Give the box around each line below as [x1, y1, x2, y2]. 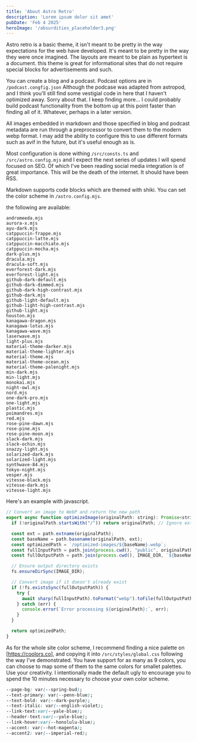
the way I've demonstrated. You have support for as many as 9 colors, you [6, 656, 186, 663]
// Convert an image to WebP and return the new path [6, 509, 141, 515]
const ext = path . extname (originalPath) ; [11, 531, 114, 537]
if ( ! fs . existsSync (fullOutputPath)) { [11, 585, 109, 591]
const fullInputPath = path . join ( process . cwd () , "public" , [11, 547, 159, 553]
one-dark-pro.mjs [6, 395, 49, 401]
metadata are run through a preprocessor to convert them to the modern [6, 126, 182, 133]
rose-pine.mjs [6, 426, 41, 432]
